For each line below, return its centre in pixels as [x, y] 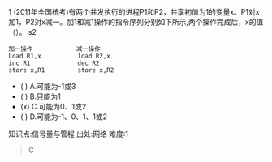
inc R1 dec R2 [54, 63]
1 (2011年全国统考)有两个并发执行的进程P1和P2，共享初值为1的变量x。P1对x [134, 12]
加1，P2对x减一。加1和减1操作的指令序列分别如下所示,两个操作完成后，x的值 [136, 22]
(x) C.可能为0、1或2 [53, 107]
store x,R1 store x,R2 [61, 70]
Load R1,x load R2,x [60, 56]
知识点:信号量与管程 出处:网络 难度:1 [68, 134]
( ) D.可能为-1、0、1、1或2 [64, 117]
